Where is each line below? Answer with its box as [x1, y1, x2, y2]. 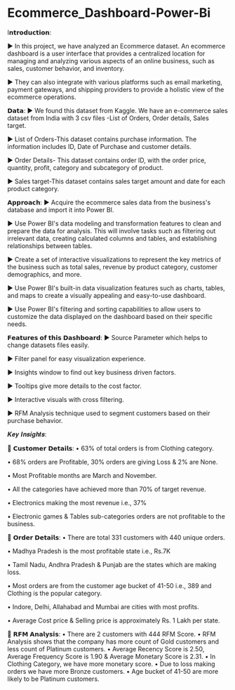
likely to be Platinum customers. [7, 675, 100, 683]
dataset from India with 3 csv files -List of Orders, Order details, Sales [7, 114, 209, 122]
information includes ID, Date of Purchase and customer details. [7, 142, 192, 150]
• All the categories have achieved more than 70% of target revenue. [7, 485, 207, 493]
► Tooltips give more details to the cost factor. [7, 382, 142, 390]
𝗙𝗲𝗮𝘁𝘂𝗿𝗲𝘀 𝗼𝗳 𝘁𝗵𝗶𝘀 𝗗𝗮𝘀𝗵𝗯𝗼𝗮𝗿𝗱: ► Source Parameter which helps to [7, 333, 208, 341]
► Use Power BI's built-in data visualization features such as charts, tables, [7, 283, 226, 292]
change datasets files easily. [7, 341, 90, 349]
